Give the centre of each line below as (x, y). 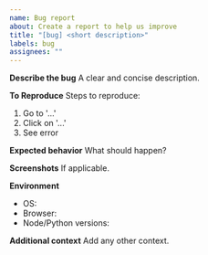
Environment (34, 186)
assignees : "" (36, 52)
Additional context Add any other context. (89, 241)
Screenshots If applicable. (59, 168)
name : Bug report (42, 18)
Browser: (40, 213)
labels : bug (32, 43)
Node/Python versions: (66, 223)
